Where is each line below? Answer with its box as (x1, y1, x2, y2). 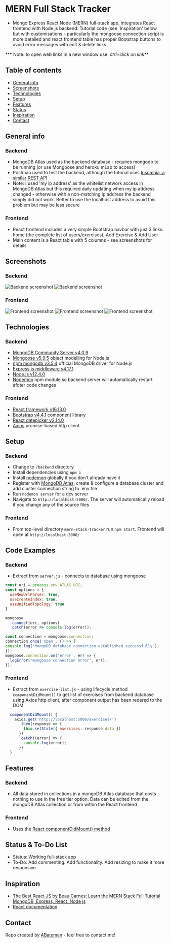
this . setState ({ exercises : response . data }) (23, 726, 121, 732)
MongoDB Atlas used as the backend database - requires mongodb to (12, 159, 159, 165)
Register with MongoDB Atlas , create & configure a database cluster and (12, 480, 163, 486)
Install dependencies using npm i (12, 469, 81, 476)
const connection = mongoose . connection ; (5, 634, 94, 639)
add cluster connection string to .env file (12, 486, 97, 492)
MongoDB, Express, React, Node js (12, 898, 86, 904)
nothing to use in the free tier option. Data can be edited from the (12, 796, 149, 802)
